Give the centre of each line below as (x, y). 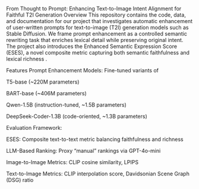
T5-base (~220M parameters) (43, 82)
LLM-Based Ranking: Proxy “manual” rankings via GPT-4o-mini (83, 151)
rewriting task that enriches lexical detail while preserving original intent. (95, 40)
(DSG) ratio (20, 180)
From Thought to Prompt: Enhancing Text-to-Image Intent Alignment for (94, 9)
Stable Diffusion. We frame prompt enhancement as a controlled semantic (97, 34)
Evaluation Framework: (34, 128)
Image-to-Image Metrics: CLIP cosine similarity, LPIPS (72, 162)
